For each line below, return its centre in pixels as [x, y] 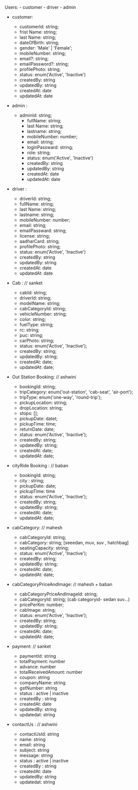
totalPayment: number [42, 661]
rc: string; [29, 330]
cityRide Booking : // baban [40, 465]
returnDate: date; [37, 429]
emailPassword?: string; [44, 64]
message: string [36, 755]
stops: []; [29, 413]
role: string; [39, 153]
